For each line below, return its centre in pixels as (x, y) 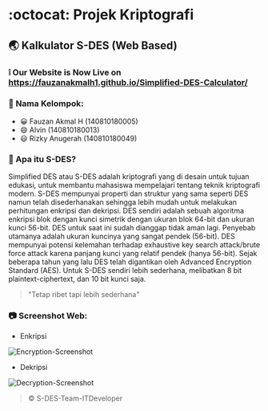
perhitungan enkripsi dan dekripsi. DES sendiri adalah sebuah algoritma (126, 211)
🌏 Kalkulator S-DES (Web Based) (93, 45)
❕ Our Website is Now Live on (65, 72)
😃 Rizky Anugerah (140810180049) (78, 138)
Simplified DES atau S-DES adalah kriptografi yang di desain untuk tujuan (129, 177)
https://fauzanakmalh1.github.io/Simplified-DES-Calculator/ (128, 82)
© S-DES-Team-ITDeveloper (75, 398)
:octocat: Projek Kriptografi (101, 15)
